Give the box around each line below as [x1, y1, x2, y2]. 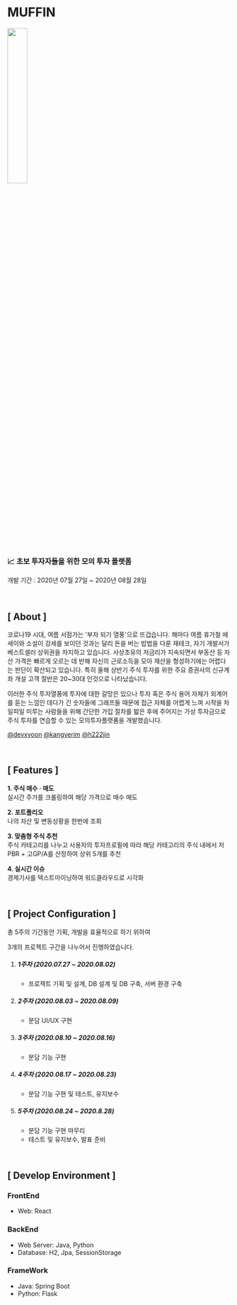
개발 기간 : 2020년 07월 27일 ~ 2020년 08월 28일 [7, 576, 147, 584]
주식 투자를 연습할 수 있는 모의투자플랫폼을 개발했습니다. [7, 716, 163, 725]
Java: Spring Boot [17, 1282, 70, 1290]
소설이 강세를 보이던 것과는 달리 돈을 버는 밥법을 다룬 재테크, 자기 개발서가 [25, 639, 230, 648]
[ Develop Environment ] [7, 1169, 116, 1181]
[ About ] [7, 610, 47, 622]
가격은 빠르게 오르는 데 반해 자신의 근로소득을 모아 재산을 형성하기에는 [14, 657, 207, 666]
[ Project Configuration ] [7, 908, 117, 920]
